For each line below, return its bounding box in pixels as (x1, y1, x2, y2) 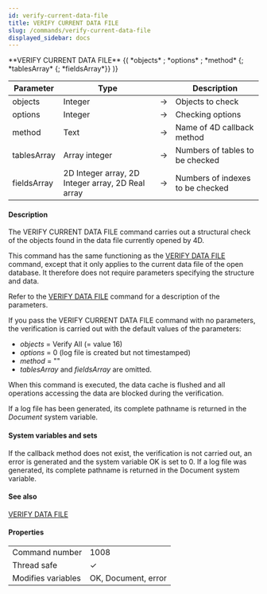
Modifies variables (12, 573, 81, 584)
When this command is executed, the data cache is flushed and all (8, 380, 226, 390)
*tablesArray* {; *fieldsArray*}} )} (8, 64, 119, 74)
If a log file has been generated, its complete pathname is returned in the (8, 404, 247, 414)
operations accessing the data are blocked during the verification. (8, 388, 224, 398)
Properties (8, 527, 44, 537)
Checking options (175, 109, 242, 120)
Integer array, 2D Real (63, 178, 145, 189)
